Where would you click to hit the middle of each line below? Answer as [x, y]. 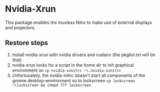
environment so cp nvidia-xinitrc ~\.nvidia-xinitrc [67, 70]
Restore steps [27, 43]
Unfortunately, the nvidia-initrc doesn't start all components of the [79, 75]
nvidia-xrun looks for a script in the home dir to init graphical [73, 65]
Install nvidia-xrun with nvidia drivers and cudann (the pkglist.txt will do [84, 55]
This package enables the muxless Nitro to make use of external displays [79, 22]
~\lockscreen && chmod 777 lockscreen [51, 85]
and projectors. [20, 27]
